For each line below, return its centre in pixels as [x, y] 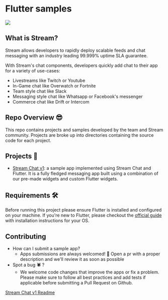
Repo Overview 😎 [34, 118]
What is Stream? [32, 38]
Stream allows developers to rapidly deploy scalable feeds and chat [75, 50]
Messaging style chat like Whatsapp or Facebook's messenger [78, 96]
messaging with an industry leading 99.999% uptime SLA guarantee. [76, 55]
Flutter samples [38, 9]
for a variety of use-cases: [33, 70]
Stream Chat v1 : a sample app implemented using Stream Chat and [82, 168]
